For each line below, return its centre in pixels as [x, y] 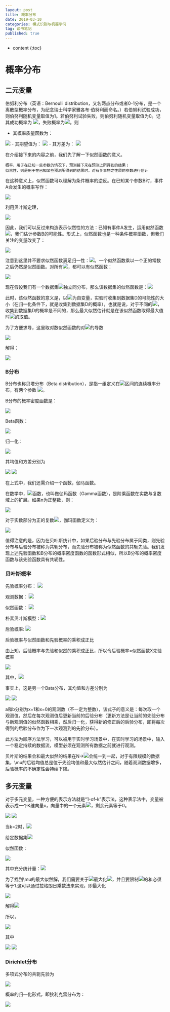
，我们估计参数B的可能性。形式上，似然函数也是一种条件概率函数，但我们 [87, 234]
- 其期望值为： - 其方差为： [43, 144]
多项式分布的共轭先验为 [30, 974]
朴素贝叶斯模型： [23, 618]
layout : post [19, 10]
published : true [22, 33]
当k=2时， [16, 827]
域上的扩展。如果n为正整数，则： [40, 500]
